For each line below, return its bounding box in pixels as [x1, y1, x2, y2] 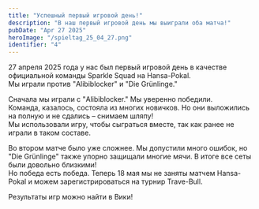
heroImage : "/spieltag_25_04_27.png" [8, 33, 133, 42]
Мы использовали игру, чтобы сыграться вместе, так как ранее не [8, 120, 235, 129]
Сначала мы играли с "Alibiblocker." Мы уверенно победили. [8, 95, 213, 104]
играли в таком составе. [8, 128, 91, 138]
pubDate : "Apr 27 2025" [8, 26, 87, 34]
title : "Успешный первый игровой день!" [8, 11, 144, 20]
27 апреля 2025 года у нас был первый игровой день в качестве [8, 62, 227, 72]
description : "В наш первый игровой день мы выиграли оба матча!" [8, 19, 231, 27]
